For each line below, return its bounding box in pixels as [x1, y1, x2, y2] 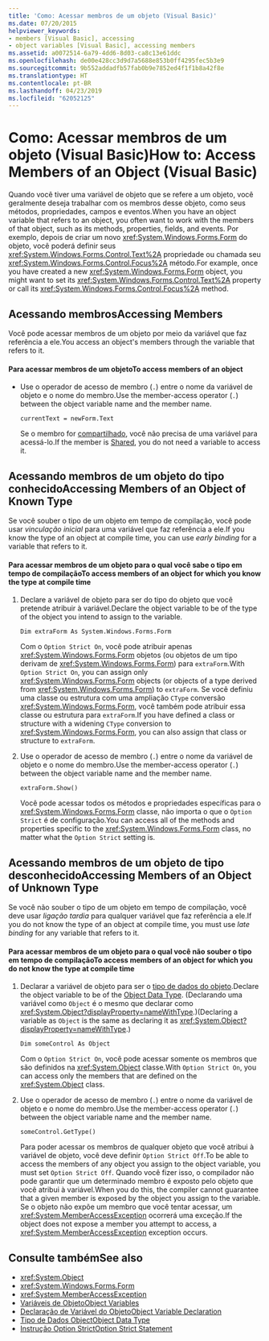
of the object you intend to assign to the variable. [19, 612, 183, 622]
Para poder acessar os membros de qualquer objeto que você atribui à [19, 1142, 255, 1152]
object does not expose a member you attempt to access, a [19, 1219, 217, 1229]
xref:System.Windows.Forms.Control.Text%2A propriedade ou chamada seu [8, 250, 261, 259]
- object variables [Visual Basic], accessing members [8, 42, 196, 50]
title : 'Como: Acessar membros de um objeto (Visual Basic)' [8, 11, 218, 20]
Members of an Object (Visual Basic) [8, 163, 258, 181]
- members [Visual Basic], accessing [8, 34, 135, 43]
